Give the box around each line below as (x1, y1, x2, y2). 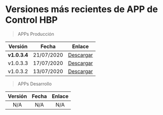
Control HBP (5, 14, 58, 26)
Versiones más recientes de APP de (5, 4, 158, 15)
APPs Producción (17, 31, 54, 37)
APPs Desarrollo (17, 81, 52, 87)
